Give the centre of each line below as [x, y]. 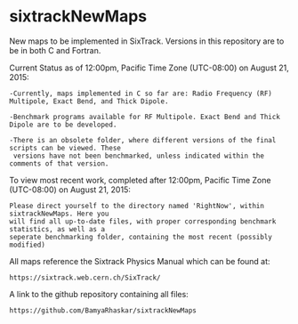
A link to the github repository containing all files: [99, 294]
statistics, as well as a [57, 229]
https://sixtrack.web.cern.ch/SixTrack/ [85, 278]
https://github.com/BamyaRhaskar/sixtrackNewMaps [103, 310]
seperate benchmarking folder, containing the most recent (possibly [141, 237]
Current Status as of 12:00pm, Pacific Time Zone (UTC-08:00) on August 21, [149, 68]
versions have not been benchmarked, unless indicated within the [139, 156]
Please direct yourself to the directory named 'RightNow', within [137, 206]
